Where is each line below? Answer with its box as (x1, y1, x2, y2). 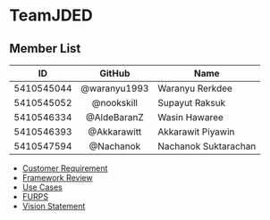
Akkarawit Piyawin (157, 126, 235, 138)
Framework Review (21, 173, 93, 183)
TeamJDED (9, 5, 94, 26)
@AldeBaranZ (85, 111, 145, 123)
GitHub (99, 68, 131, 79)
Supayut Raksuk (157, 97, 226, 109)
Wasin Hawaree (157, 111, 224, 123)
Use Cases (21, 182, 63, 192)
